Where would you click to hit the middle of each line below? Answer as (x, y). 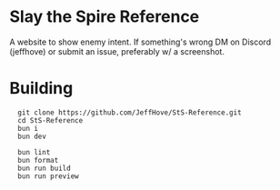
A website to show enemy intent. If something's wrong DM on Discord (140, 42)
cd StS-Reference (50, 120)
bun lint (34, 152)
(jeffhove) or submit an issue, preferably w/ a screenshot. (117, 51)
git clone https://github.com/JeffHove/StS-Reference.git (130, 112)
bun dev (32, 136)
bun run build (44, 168)
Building (41, 89)
